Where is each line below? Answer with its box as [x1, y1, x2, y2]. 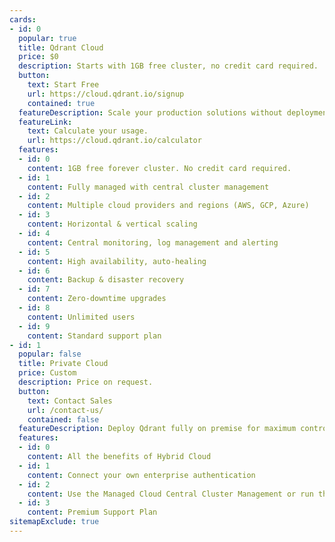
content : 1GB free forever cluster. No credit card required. [27, 163, 292, 173]
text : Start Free [27, 80, 100, 90]
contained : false [27, 414, 100, 425]
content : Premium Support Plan [27, 507, 158, 518]
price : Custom [18, 368, 77, 378]
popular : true [18, 33, 77, 43]
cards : [9, 14, 37, 25]
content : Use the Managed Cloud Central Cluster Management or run [27, 489, 314, 499]
